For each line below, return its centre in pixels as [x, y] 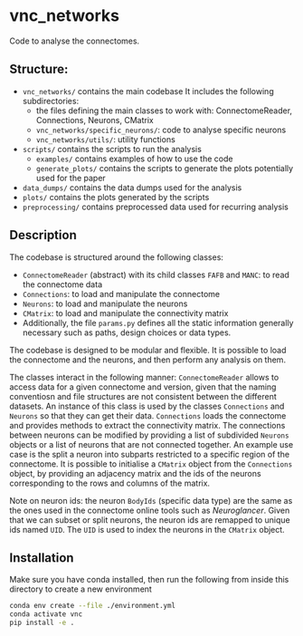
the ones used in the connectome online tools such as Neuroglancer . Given [150, 510]
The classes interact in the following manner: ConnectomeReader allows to [144, 377]
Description [43, 235]
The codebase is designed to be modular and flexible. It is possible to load [148, 350]
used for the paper [71, 178]
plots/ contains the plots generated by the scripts [116, 197]
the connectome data [62, 284]
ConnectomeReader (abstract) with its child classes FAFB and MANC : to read [156, 275]
